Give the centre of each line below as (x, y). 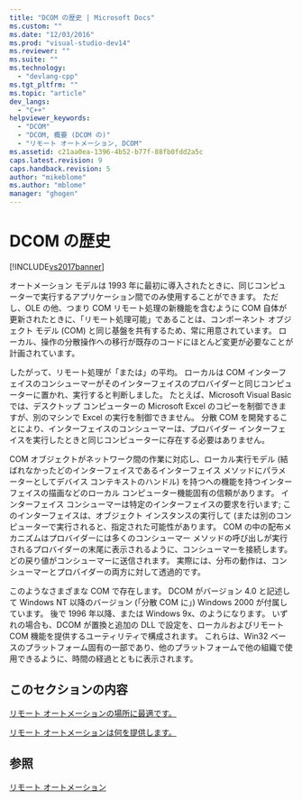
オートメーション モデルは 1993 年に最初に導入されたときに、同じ (132, 285)
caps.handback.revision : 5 (60, 169)
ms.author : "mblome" (48, 186)
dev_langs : (30, 101)
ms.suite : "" (34, 60)
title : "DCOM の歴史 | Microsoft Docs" (82, 18)
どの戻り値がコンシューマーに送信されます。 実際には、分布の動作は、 (141, 560)
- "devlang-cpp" (48, 77)
